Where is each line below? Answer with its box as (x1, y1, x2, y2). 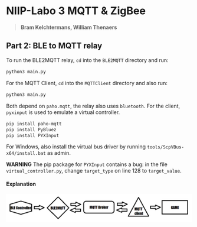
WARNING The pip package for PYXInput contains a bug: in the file (6, 161, 168, 168)
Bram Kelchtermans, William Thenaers (20, 24, 117, 31)
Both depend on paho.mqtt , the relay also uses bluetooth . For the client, (6, 102, 180, 109)
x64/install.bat (6, 150, 46, 156)
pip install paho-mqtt (6, 121, 62, 127)
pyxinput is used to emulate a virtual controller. (6, 108, 120, 116)
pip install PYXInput (6, 132, 60, 138)
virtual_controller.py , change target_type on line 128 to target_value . (6, 167, 182, 174)
